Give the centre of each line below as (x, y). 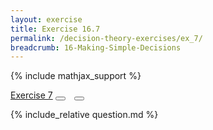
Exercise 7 (31, 95)
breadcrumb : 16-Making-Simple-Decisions (96, 47)
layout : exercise (46, 19)
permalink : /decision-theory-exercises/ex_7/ (106, 38)
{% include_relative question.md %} (84, 115)
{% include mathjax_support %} (76, 76)
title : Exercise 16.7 (55, 29)
